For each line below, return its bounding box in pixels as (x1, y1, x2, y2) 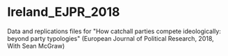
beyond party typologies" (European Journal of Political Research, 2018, (7, 34, 214, 42)
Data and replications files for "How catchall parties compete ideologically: (7, 27, 221, 35)
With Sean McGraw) (7, 41, 65, 50)
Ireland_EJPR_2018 (7, 4, 120, 20)
